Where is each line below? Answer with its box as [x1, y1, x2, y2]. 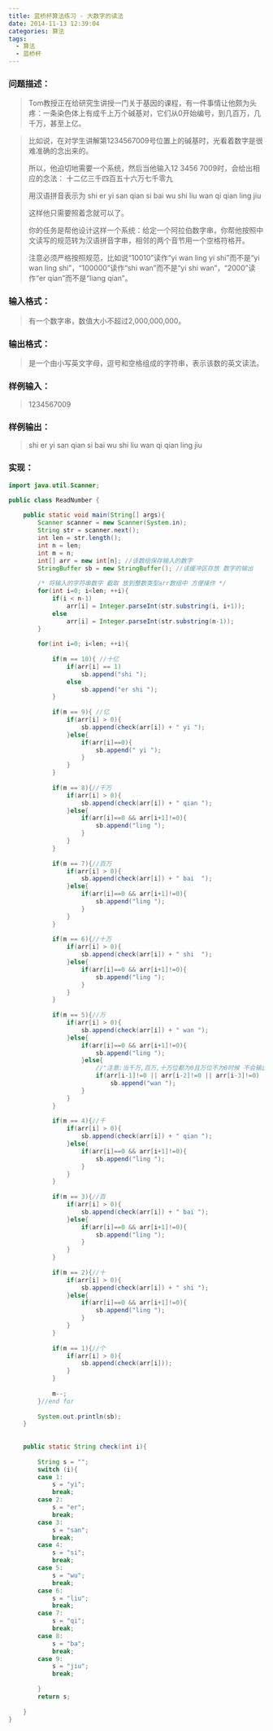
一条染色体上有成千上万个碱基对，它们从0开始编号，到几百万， [42, 108, 254, 118]
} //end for [37, 1397, 75, 1405]
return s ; [37, 1692, 71, 1701]
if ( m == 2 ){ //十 [51, 1268, 106, 1276]
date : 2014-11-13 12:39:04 [8, 20, 100, 28]
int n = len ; [37, 541, 82, 550]
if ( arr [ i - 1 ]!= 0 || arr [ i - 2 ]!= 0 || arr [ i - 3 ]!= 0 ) [95, 1072, 260, 1080]
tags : [8, 34, 27, 43]
